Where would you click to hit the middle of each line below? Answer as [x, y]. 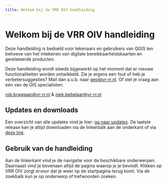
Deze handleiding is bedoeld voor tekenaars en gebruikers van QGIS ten [79, 48]
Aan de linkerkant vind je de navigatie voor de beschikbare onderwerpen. [81, 160]
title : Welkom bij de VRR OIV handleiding [50, 10]
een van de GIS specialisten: [34, 84]
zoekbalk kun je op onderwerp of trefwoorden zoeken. [61, 176]
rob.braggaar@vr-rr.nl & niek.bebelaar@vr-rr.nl [53, 94]
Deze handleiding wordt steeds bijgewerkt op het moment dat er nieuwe [79, 68]
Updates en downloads [42, 110]
